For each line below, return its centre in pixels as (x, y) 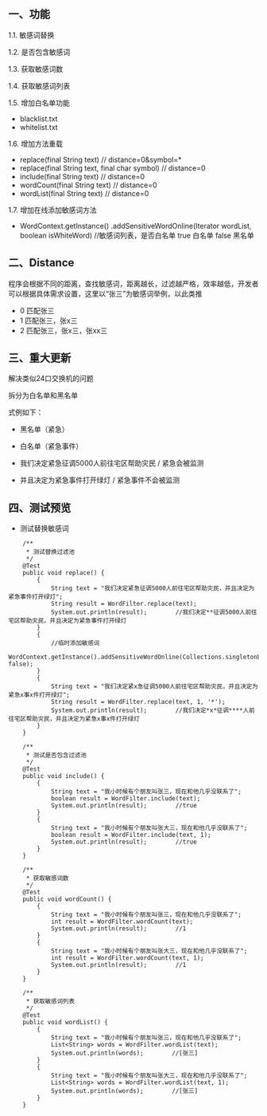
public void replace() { (64, 573)
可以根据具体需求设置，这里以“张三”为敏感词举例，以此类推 (105, 293)
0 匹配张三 (37, 310)
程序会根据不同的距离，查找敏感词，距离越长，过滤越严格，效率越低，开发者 (133, 283)
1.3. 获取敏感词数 (36, 69)
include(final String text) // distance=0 (82, 176)
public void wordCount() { (67, 899)
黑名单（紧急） (44, 430)
